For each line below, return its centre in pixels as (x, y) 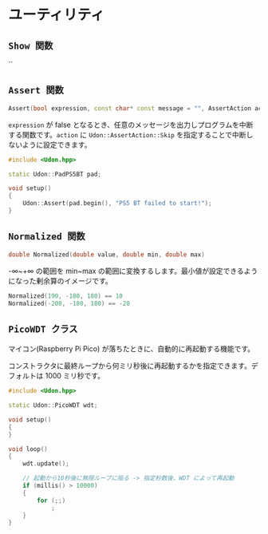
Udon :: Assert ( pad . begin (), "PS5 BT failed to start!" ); (118, 204)
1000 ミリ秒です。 (75, 376)
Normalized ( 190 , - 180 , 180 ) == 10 (66, 296)
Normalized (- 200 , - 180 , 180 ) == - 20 (69, 303)
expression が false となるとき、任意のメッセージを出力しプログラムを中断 (131, 125)
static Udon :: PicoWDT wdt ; (53, 405)
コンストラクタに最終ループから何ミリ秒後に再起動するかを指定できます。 (130, 366)
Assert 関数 (36, 91)
